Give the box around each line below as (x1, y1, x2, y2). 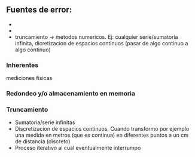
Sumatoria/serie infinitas (14, 119, 75, 126)
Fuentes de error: (6, 5, 72, 15)
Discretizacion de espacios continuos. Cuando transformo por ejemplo (14, 125, 190, 133)
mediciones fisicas (6, 75, 53, 82)
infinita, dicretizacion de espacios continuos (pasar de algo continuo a (14, 39, 188, 47)
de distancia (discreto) (14, 138, 71, 145)
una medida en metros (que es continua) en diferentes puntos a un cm (14, 131, 189, 139)
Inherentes (6, 61, 39, 69)
